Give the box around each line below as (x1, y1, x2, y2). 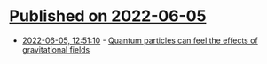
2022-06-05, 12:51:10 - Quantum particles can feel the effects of (21, 35, 259, 46)
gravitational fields (21, 44, 90, 54)
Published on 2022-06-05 (9, 6, 207, 26)
